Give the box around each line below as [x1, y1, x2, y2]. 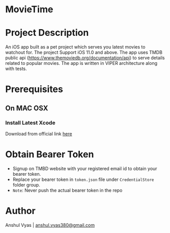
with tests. [5, 65, 27, 72]
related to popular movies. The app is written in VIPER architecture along [5, 60, 158, 66]
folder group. [12, 181, 41, 188]
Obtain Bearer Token [5, 149, 94, 160]
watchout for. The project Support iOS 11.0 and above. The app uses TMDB [5, 50, 163, 56]
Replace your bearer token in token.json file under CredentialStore [12, 176, 154, 182]
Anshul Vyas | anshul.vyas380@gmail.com [5, 222, 95, 228]
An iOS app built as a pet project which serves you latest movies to [5, 44, 146, 50]
